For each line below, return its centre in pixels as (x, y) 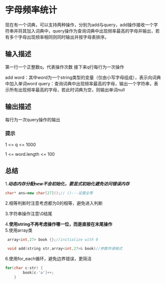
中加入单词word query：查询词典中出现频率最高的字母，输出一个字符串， (80, 83)
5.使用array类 (19, 230)
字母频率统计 (31, 10)
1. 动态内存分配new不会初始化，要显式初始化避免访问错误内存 (67, 183)
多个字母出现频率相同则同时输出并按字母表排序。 (59, 37)
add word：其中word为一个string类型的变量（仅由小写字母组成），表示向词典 (83, 77)
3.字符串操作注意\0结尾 (29, 213)
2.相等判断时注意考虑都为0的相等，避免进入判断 (54, 203)
